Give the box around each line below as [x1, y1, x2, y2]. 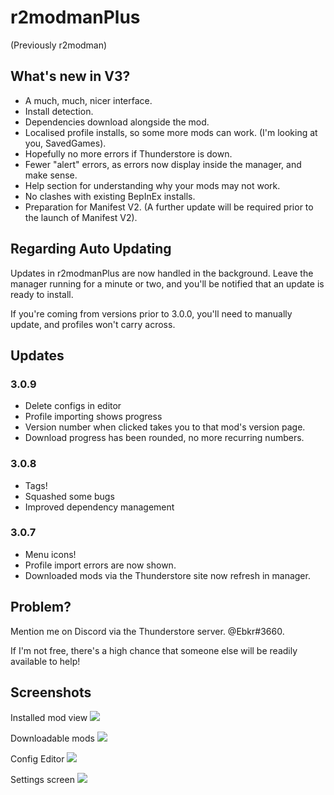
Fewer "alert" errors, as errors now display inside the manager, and [24, 158, 302, 170]
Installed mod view [10, 712, 88, 724]
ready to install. [10, 288, 74, 300]
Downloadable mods [10, 732, 95, 745]
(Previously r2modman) [10, 39, 108, 51]
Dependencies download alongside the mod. [24, 116, 210, 128]
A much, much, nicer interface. [24, 94, 153, 106]
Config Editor [10, 753, 65, 765]
